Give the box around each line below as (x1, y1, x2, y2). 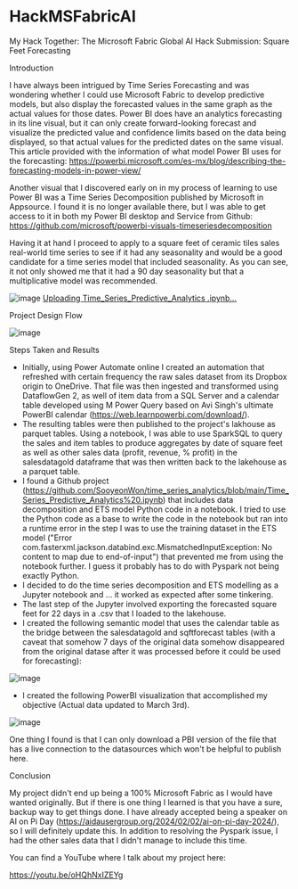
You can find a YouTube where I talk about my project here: (9, 852, 227, 862)
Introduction (9, 62, 54, 73)
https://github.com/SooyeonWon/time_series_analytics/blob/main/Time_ (25, 484, 289, 496)
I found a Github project (21, 475, 109, 486)
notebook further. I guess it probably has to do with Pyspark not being (21, 560, 279, 572)
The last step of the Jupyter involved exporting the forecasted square (21, 598, 278, 609)
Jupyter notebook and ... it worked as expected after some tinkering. (21, 589, 274, 599)
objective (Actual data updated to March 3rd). (21, 699, 190, 710)
